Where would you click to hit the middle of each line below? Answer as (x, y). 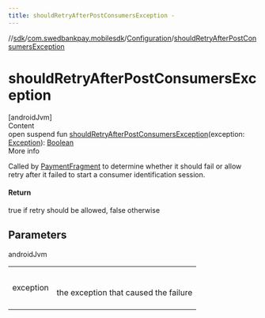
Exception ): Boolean (41, 142)
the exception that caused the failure (125, 292)
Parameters (38, 235)
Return (20, 193)
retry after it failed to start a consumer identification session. (107, 174)
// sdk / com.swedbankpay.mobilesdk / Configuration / (91, 38)
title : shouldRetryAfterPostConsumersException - (92, 15)
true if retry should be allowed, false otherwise (84, 210)
